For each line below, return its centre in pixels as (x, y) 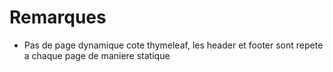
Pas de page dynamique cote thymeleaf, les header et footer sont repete (173, 45)
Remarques (58, 17)
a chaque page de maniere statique (97, 55)
